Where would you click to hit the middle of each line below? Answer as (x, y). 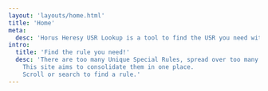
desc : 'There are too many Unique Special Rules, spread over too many (137, 60)
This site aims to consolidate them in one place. (108, 67)
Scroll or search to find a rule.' (82, 74)
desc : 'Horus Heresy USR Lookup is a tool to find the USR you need (132, 38)
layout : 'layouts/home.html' (57, 15)
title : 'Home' (32, 23)
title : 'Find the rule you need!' (73, 52)
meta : (17, 30)
